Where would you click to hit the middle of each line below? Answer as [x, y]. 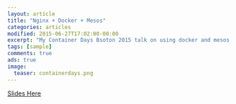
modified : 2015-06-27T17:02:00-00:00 [63, 34]
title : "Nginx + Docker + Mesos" [57, 21]
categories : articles [39, 27]
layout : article [31, 14]
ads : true [22, 60]
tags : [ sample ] [30, 47]
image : [17, 67]
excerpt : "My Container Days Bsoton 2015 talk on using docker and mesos [119, 40]
